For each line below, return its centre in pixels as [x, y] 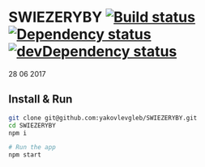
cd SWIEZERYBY [32, 125]
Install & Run [41, 100]
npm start [25, 155]
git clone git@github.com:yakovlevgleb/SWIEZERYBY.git [103, 118]
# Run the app [32, 148]
